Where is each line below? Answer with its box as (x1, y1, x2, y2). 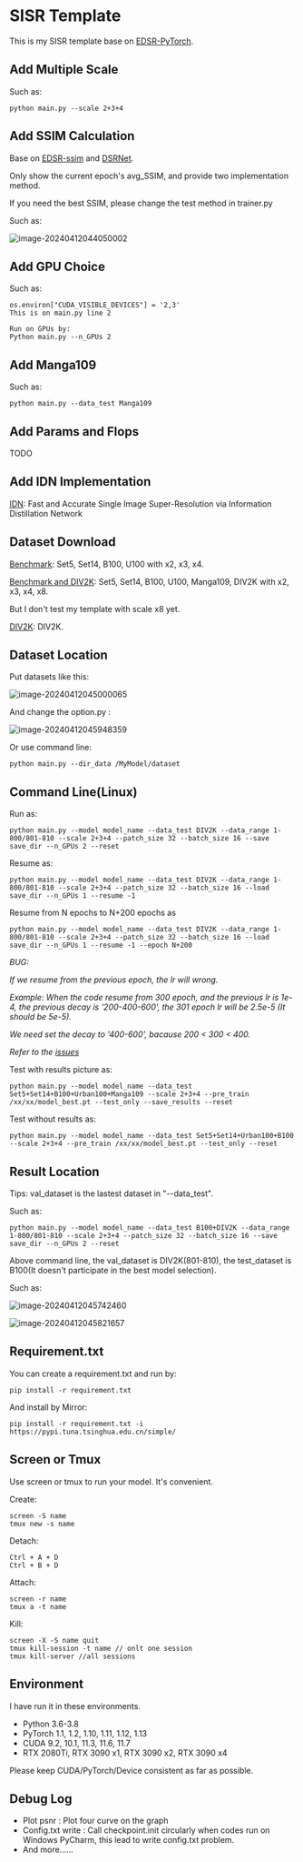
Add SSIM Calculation (9, 128, 135, 144)
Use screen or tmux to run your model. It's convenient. (9, 1475, 213, 1487)
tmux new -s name (9, 1519, 75, 1528)
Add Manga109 (9, 357, 97, 373)
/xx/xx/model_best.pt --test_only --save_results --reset (9, 1098, 233, 1107)
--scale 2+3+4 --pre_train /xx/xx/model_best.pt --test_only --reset (9, 1139, 279, 1149)
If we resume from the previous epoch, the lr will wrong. (9, 974, 219, 985)
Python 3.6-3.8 (22, 1718, 79, 1729)
